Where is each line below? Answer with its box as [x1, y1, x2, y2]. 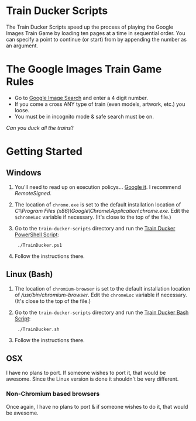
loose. [14, 106, 30, 113]
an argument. [6, 42, 39, 49]
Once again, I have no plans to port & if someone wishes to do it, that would [6, 403, 188, 410]
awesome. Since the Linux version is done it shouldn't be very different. [6, 375, 179, 382]
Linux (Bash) [6, 270, 53, 279]
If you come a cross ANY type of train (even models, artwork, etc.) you [14, 101, 185, 108]
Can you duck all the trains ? [6, 124, 74, 131]
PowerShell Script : [14, 231, 60, 238]
